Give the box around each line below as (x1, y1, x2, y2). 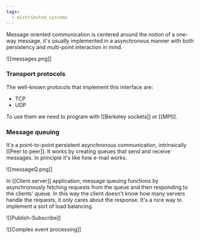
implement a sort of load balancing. (6, 203, 94, 210)
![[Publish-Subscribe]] (6, 215, 61, 222)
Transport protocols (6, 70, 66, 78)
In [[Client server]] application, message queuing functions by (6, 177, 159, 185)
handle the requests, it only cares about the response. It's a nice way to (6, 197, 182, 204)
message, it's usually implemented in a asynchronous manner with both (17, 37, 194, 44)
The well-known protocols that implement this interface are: (6, 83, 153, 90)
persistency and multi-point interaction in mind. (6, 43, 123, 51)
